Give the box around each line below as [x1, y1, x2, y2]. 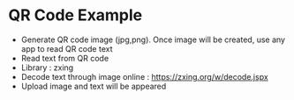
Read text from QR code [20, 53, 109, 63]
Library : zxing [20, 62, 74, 73]
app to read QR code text [20, 43, 113, 54]
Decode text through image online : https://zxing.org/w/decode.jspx [20, 71, 268, 82]
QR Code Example [8, 5, 143, 25]
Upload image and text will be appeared [20, 81, 167, 91]
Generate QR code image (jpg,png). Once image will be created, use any [20, 34, 286, 45]
